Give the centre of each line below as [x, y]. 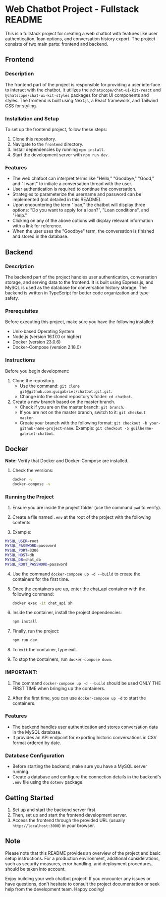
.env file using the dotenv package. [48, 782]
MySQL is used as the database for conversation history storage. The [76, 287]
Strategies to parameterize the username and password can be [77, 194]
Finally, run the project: [36, 631]
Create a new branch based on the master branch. [64, 402]
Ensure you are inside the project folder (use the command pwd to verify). [87, 508]
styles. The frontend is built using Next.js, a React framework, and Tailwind [82, 100]
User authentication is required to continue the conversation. [74, 189]
